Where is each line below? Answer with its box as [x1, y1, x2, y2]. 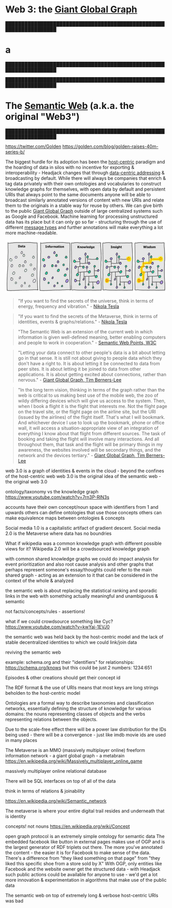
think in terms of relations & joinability [5, 788, 85, 794]
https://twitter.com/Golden [5, 143, 62, 150]
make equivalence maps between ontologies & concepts [5, 515, 125, 521]
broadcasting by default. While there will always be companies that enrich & [5, 175, 166, 181]
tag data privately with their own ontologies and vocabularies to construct [5, 180, 162, 187]
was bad [5, 898, 24, 904]
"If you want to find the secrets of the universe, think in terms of [17, 298, 154, 304]
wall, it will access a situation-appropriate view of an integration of [17, 425, 159, 431]
